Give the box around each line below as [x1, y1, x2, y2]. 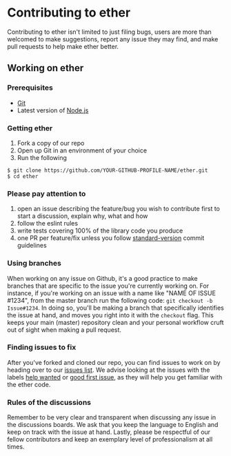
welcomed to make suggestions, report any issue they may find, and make [7, 34, 219, 43]
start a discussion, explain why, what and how [17, 212, 148, 220]
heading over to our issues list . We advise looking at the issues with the [7, 366, 210, 374]
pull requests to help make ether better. [7, 42, 119, 50]
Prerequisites [7, 83, 53, 92]
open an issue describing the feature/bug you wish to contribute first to [17, 205, 221, 213]
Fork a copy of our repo [17, 139, 85, 147]
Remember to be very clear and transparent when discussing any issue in [7, 413, 217, 422]
